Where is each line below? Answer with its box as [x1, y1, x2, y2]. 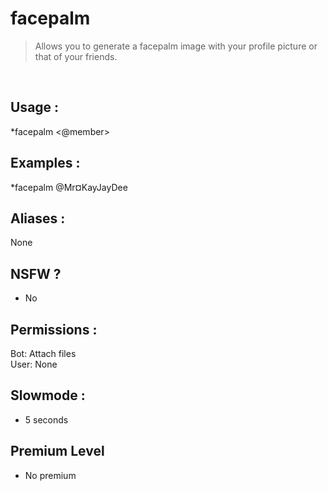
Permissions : [10, 321, 98, 338]
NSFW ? [10, 265, 62, 282]
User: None [10, 358, 58, 370]
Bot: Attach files [10, 348, 77, 359]
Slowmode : [10, 387, 86, 404]
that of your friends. [34, 50, 118, 62]
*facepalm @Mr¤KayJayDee [10, 181, 128, 193]
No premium [24, 469, 77, 481]
